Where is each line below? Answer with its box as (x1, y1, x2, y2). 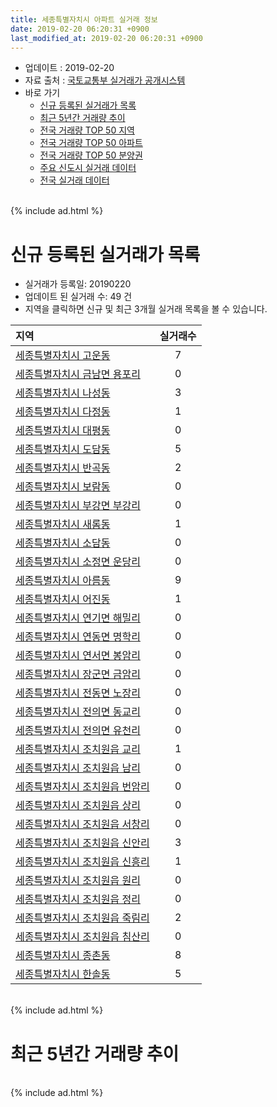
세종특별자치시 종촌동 (15, 949, 111, 963)
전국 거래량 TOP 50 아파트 (39, 137, 143, 149)
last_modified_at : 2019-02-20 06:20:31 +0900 (10, 33, 203, 43)
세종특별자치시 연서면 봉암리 (15, 649, 141, 663)
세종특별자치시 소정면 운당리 (15, 555, 141, 569)
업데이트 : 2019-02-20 (24, 62, 115, 74)
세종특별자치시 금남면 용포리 (15, 367, 141, 381)
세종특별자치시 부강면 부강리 (15, 499, 141, 513)
